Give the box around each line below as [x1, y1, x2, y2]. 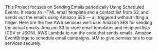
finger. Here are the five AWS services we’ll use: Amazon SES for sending [5, 19, 152, 25]
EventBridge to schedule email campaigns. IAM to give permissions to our [5, 35, 153, 41]
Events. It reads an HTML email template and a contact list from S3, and [5, 9, 149, 15]
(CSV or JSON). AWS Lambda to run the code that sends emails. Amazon [5, 30, 152, 35]
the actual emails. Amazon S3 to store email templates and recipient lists [5, 25, 150, 31]
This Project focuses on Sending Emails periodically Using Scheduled [5, 4, 144, 10]
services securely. [5, 40, 42, 46]
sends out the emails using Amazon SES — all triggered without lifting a [5, 15, 148, 20]
